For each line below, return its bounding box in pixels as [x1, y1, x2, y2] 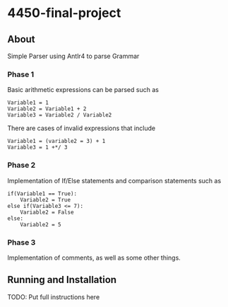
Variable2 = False [20, 209, 74, 216]
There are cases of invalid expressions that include [7, 124, 156, 132]
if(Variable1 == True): [7, 190, 78, 197]
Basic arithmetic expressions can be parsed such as [7, 86, 159, 94]
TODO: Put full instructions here [7, 292, 100, 301]
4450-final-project [7, 5, 121, 21]
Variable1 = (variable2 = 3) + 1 [7, 138, 106, 145]
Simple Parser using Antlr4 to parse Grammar [7, 52, 140, 60]
